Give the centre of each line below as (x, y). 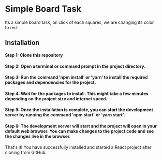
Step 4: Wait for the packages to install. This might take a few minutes (77, 94)
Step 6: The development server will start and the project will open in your (81, 126)
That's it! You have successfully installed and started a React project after (78, 147)
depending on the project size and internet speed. (56, 98)
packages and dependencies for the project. (51, 82)
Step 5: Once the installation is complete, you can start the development (79, 110)
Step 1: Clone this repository (34, 55)
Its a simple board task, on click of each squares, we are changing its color (80, 22)
